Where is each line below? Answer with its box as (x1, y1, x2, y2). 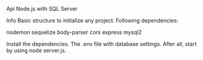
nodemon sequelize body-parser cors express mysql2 (6, 28, 142, 36)
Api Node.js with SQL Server (6, 5, 78, 12)
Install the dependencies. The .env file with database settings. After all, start (6, 41, 197, 47)
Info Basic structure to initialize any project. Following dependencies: (6, 17, 179, 24)
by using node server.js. (6, 47, 67, 54)
